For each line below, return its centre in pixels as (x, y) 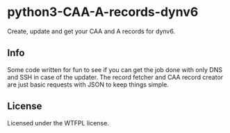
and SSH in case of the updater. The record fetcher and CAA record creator (115, 77)
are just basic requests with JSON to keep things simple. (88, 85)
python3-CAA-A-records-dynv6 (103, 12)
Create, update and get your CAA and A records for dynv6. (91, 31)
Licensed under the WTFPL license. (58, 123)
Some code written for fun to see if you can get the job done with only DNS (115, 69)
